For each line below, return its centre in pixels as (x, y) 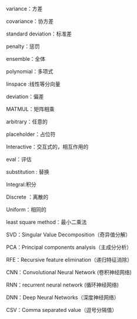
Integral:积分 (21, 184)
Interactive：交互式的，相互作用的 (47, 147)
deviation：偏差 (25, 97)
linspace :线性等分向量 (33, 84)
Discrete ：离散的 (27, 197)
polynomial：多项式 (30, 71)
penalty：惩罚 (23, 46)
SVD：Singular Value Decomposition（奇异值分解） (68, 235)
